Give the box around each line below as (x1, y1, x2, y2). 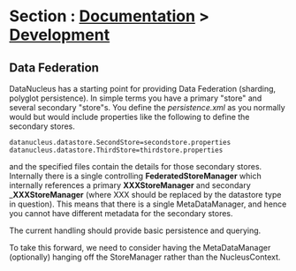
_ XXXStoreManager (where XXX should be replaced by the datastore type (9, 190, 282, 199)
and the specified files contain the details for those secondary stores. (9, 162, 262, 171)
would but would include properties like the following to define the (9, 112, 250, 122)
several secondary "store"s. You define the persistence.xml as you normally (9, 102, 285, 112)
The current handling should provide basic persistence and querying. (9, 225, 262, 236)
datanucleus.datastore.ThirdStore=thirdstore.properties (9, 146, 224, 154)
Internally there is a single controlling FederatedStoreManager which (9, 170, 262, 181)
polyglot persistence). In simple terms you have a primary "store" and (9, 93, 262, 103)
